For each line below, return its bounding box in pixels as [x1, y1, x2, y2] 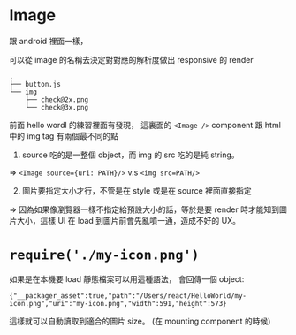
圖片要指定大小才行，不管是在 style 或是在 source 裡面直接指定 [21, 185, 252, 195]
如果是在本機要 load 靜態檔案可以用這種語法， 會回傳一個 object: [9, 273, 245, 284]
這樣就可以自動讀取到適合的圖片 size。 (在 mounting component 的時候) [9, 316, 271, 326]
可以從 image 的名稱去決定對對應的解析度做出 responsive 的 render [9, 54, 254, 65]
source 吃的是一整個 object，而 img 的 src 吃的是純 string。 [21, 149, 240, 160]
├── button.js [9, 80, 62, 88]
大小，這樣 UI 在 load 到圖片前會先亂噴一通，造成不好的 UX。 [16, 215, 241, 225]
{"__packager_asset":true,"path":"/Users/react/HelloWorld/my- [9, 291, 247, 301]
